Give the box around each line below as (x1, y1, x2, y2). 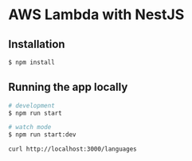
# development (8, 101, 56, 109)
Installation (8, 37, 65, 51)
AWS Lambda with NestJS (8, 6, 185, 24)
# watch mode (8, 124, 52, 132)
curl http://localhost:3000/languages (8, 145, 137, 153)
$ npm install (8, 58, 56, 66)
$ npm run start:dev (8, 131, 77, 139)
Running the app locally (8, 80, 128, 94)
